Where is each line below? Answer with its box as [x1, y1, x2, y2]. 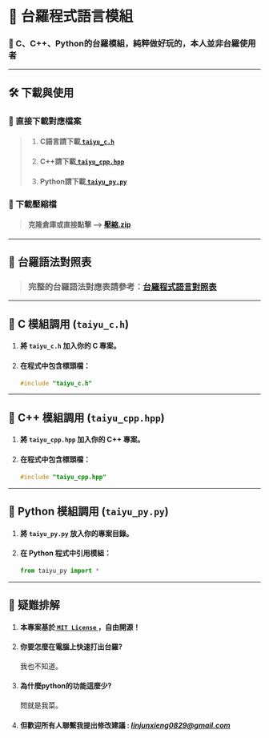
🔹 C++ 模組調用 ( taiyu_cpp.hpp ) [8, 410, 166, 425]
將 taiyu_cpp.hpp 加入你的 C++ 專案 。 [19, 434, 145, 445]
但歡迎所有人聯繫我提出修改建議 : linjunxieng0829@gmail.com [19, 720, 231, 730]
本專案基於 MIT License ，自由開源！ [19, 622, 141, 631]
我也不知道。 [19, 661, 62, 671]
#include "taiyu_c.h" [19, 379, 92, 387]
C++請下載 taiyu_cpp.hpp [39, 156, 125, 166]
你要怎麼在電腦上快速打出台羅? [19, 642, 122, 651]
